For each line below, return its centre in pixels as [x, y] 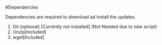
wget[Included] [28, 37]
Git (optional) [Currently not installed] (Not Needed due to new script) [85, 26]
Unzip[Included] [29, 32]
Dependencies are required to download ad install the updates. [71, 17]
